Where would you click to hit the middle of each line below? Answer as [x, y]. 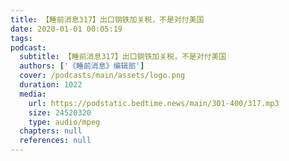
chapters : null [51, 131]
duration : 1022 [51, 85]
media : [33, 94]
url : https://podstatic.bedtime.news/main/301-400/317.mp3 [154, 103]
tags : [21, 38]
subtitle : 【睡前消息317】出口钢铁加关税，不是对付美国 [123, 57]
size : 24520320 [60, 112]
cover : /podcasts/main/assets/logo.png [102, 76]
